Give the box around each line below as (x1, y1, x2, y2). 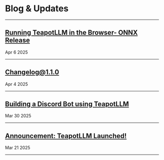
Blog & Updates (5, 3, 69, 14)
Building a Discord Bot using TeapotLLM (5, 100, 129, 108)
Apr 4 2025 (5, 81, 28, 87)
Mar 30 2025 (5, 113, 32, 119)
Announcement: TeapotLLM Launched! (5, 132, 127, 140)
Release (5, 36, 30, 45)
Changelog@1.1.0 (5, 68, 60, 77)
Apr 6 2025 (5, 49, 28, 55)
